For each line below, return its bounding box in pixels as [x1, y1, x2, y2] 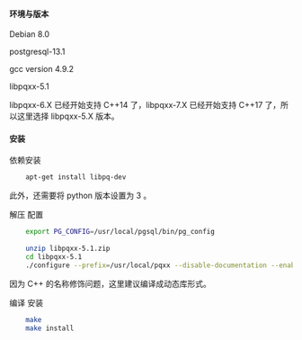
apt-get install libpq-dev [25, 173, 127, 182]
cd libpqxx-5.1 [25, 252, 83, 261]
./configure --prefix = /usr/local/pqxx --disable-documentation [25, 261, 268, 270]
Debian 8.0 [9, 29, 50, 40]
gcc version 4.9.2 [9, 64, 75, 75]
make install [25, 324, 75, 333]
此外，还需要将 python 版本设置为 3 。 [9, 190, 152, 201]
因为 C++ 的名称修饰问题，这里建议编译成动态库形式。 [9, 278, 211, 289]
